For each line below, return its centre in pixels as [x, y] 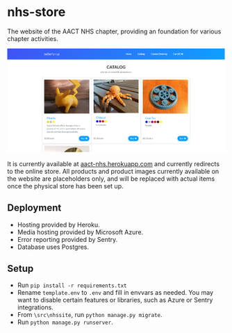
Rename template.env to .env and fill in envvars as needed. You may [115, 293]
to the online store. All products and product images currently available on [113, 171]
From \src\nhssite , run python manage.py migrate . [90, 315]
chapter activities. [33, 38]
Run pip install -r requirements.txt [72, 285]
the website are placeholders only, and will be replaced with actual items [111, 179]
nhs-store [36, 12]
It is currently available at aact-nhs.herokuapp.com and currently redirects [114, 163]
